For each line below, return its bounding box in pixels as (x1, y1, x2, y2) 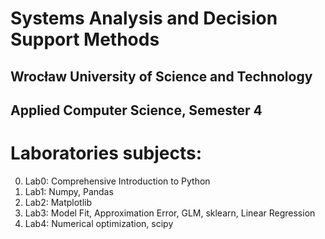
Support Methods (10, 28, 160, 51)
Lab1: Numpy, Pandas (24, 185, 114, 197)
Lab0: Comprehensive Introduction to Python (24, 175, 211, 187)
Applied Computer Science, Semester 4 (10, 102, 263, 119)
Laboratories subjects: (10, 142, 203, 165)
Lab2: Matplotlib (24, 196, 93, 208)
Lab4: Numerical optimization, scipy (24, 217, 174, 229)
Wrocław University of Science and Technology (10, 68, 313, 85)
